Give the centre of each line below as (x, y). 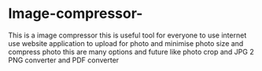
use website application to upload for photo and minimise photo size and (126, 43)
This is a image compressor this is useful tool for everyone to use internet (127, 35)
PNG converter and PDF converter (64, 60)
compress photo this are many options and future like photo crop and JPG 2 (131, 51)
